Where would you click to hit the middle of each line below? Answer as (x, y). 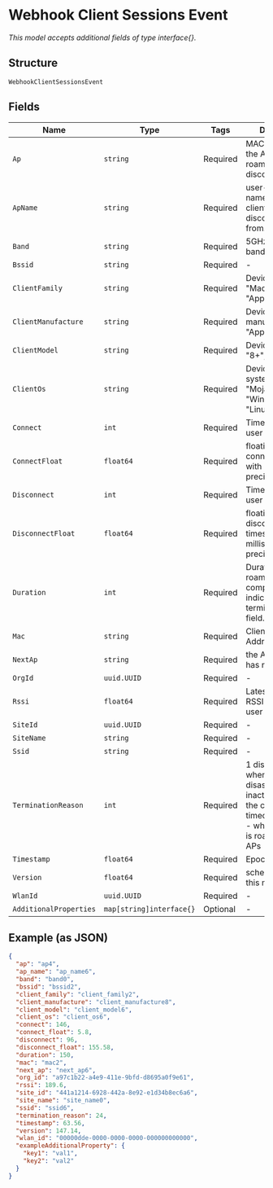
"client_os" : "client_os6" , (63, 1017)
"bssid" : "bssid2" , (49, 987)
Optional (219, 909)
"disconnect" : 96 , (47, 1040)
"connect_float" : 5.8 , (54, 1032)
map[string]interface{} (149, 909)
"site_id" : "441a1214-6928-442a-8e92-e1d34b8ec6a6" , (107, 1093)
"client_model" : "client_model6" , (74, 1010)
